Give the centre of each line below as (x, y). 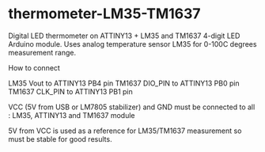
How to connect (34, 67)
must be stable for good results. (60, 139)
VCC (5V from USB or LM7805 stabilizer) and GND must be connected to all (132, 107)
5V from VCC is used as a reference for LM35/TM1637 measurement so (125, 131)
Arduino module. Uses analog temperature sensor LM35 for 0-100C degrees (132, 44)
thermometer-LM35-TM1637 (104, 14)
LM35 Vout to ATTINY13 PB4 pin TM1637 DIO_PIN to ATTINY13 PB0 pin (124, 83)
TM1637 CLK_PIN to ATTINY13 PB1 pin (70, 91)
